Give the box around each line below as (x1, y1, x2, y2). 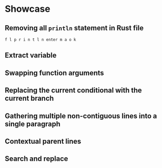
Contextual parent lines (5, 137, 82, 145)
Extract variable (5, 51, 57, 60)
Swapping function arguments (5, 68, 105, 77)
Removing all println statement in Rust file (5, 24, 144, 32)
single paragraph (5, 119, 61, 128)
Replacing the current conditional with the (5, 86, 142, 95)
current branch (5, 94, 54, 103)
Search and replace (5, 155, 69, 163)
